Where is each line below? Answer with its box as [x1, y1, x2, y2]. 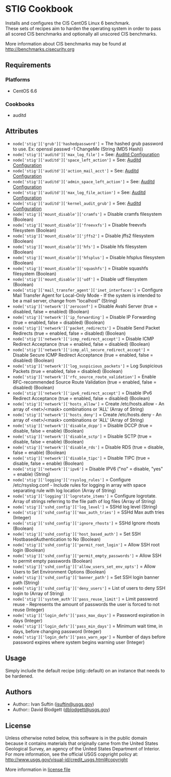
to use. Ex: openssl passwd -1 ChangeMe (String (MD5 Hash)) [12, 146, 143, 152]
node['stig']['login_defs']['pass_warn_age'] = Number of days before [12, 634, 166, 640]
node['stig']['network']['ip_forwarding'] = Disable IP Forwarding [12, 314, 156, 320]
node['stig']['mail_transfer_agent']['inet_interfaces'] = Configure [12, 287, 163, 293]
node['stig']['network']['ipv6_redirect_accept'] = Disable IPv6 [12, 390, 152, 396]
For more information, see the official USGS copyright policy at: [5, 751, 139, 758]
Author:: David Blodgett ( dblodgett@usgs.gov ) [12, 707, 111, 713]
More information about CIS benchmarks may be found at [5, 40, 127, 46]
